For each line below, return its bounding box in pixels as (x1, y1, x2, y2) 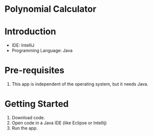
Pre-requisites (4, 65, 65, 76)
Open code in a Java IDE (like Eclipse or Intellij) (11, 120, 107, 126)
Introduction (4, 26, 56, 37)
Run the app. (11, 125, 38, 131)
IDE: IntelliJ (11, 42, 35, 48)
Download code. (11, 115, 45, 120)
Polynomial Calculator (4, 3, 97, 15)
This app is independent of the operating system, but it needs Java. (11, 81, 149, 87)
